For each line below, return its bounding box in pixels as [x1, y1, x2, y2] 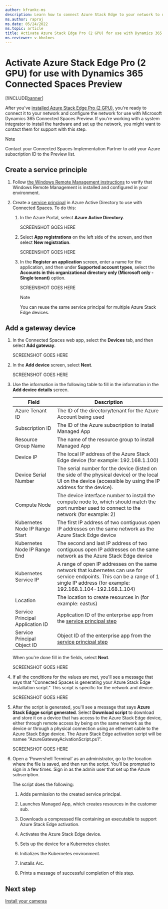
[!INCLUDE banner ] [5, 95, 44, 101]
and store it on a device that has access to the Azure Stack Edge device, [12, 715, 162, 721]
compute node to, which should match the [57, 498, 156, 505]
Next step [5, 884, 36, 893]
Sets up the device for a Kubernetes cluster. [19, 841, 111, 847]
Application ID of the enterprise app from [57, 611, 153, 618]
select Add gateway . [12, 342, 56, 348]
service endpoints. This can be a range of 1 [57, 573, 159, 580]
